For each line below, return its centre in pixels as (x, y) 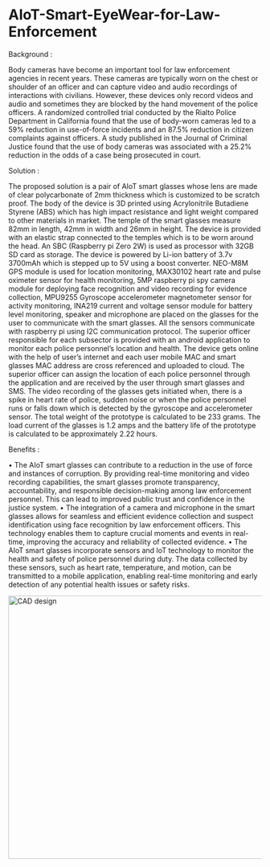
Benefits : (24, 449)
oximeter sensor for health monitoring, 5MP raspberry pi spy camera (122, 280)
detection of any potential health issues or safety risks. (99, 584)
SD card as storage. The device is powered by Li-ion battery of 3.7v (121, 254)
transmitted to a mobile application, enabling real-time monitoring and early (133, 575)
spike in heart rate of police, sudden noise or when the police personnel (127, 399)
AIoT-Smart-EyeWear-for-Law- (115, 15)
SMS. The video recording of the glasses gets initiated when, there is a (125, 391)
